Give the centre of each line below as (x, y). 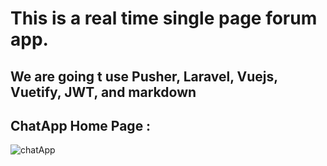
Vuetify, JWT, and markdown (103, 92)
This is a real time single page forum (164, 18)
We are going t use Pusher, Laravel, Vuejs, (144, 76)
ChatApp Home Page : (81, 125)
